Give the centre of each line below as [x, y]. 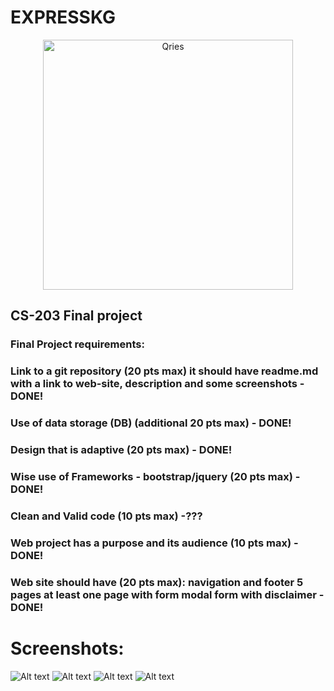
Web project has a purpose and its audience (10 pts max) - [154, 543]
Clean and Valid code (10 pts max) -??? [106, 516]
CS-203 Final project [76, 316]
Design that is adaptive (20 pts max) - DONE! [121, 450]
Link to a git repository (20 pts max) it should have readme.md [164, 371]
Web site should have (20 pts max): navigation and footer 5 [157, 582]
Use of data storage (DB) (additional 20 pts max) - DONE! [151, 423]
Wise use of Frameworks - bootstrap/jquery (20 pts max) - [155, 476]
